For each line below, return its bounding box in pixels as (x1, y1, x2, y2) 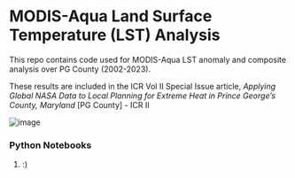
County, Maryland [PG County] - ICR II (9, 99, 150, 110)
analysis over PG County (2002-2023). (9, 64, 151, 74)
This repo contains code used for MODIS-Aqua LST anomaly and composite (9, 54, 286, 65)
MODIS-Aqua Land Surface (9, 6, 213, 27)
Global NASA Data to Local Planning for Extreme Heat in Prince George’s (9, 90, 276, 101)
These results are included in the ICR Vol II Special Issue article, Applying (9, 81, 276, 91)
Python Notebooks (9, 139, 92, 151)
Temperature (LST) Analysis (9, 25, 221, 45)
